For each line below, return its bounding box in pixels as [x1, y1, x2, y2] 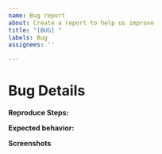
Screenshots [8, 139, 52, 148]
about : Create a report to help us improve [8, 19, 155, 27]
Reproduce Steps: [8, 108, 69, 118]
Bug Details [8, 82, 86, 100]
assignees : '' [8, 41, 56, 49]
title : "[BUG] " [8, 26, 62, 34]
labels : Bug [8, 33, 48, 42]
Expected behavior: [8, 123, 75, 133]
